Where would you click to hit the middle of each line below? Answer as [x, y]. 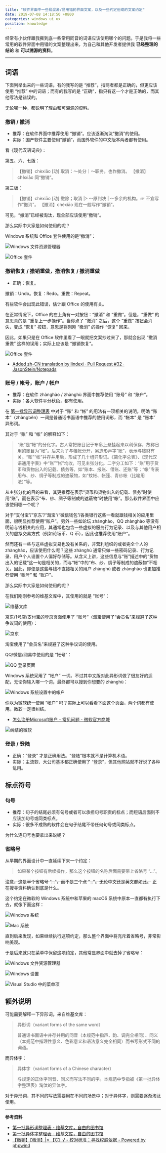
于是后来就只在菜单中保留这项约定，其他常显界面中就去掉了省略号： [74, 953]
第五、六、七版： [22, 161]
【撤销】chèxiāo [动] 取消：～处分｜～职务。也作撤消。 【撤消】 [83, 171]
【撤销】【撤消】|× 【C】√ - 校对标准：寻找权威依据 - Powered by [79, 1140]
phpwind [21, 1146]
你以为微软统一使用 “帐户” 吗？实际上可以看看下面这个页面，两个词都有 [78, 703]
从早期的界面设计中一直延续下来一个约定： [48, 861]
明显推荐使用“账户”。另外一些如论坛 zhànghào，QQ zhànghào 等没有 [89, 521]
